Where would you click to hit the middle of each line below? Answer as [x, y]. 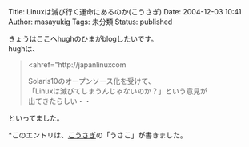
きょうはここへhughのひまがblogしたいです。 [83, 39]
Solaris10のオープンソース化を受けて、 [91, 81]
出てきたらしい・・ [60, 101]
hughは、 [24, 49]
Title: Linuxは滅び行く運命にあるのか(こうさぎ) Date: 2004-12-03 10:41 [125, 12]
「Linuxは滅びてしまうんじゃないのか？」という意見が [118, 91]
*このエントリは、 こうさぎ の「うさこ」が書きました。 [98, 135]
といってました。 [36, 118]
